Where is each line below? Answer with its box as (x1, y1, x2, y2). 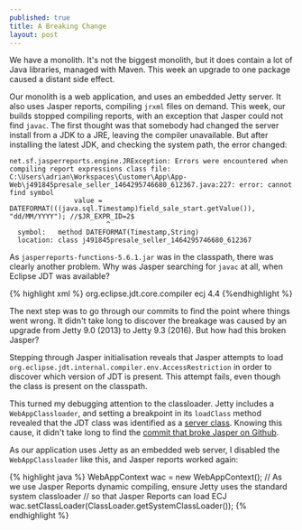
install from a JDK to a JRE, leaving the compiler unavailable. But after (9, 130, 269, 141)
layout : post (9, 30, 59, 39)
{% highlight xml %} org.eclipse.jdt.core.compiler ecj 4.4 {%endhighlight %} (9, 288, 293, 299)
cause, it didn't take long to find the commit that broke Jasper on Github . (9, 427, 279, 438)
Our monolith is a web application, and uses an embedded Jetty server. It (9, 91, 281, 102)
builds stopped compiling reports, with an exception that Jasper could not (9, 110, 284, 122)
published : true (9, 13, 70, 23)
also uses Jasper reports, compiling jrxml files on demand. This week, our (9, 101, 286, 112)
